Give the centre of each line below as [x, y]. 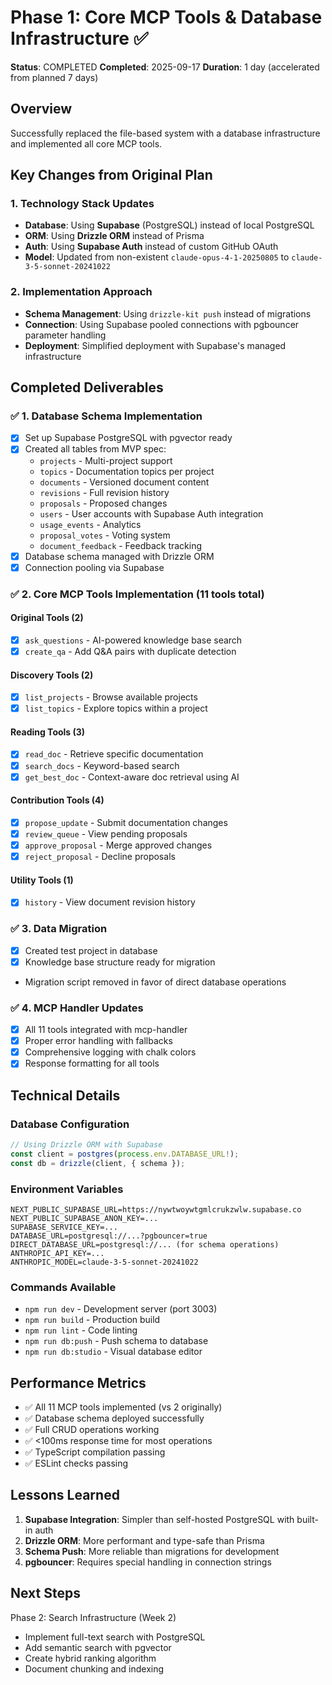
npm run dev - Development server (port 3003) [121, 1309]
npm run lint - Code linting [81, 1330]
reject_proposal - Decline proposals [100, 857]
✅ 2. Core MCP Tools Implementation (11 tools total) [137, 594]
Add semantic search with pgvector [98, 1647]
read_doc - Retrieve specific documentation [114, 754]
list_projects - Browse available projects [111, 697]
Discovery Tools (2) [52, 675]
